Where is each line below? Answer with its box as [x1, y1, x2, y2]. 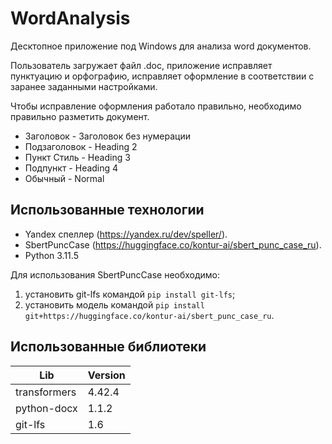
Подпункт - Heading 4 [24, 162, 119, 174]
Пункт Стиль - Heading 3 [24, 151, 131, 163]
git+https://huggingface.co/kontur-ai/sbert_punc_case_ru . [24, 309, 275, 321]
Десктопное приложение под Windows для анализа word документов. [10, 40, 312, 52]
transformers [15, 385, 77, 399]
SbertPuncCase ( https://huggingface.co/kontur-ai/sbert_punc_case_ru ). [24, 238, 322, 251]
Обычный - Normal [24, 172, 105, 184]
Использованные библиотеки [10, 338, 207, 356]
